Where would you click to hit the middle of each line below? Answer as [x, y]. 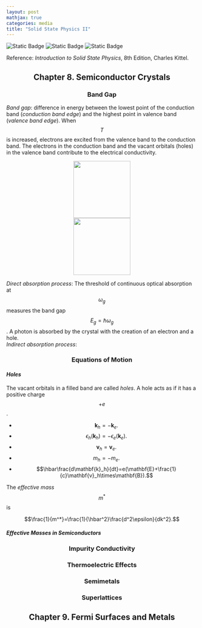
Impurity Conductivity [102, 549]
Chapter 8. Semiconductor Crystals [102, 77]
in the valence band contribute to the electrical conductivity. [81, 152]
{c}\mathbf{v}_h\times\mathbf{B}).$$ [106, 475]
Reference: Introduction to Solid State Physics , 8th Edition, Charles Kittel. [98, 58]
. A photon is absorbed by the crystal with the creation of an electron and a [100, 331]
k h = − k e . [106, 426]
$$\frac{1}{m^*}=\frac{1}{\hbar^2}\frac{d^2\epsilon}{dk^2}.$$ [102, 519]
